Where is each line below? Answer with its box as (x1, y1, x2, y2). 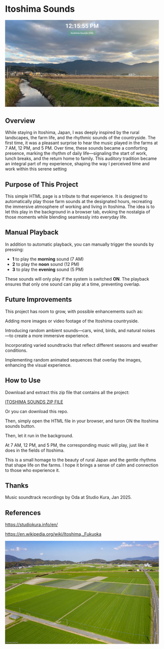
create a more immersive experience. (14, 333, 89, 338)
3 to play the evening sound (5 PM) (12, 266, 84, 272)
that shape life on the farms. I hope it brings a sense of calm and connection (5, 462, 159, 468)
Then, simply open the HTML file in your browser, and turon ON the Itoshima (5, 418, 159, 424)
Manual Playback (5, 228, 59, 236)
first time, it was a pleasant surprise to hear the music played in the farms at (5, 140, 158, 146)
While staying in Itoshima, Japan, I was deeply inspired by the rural (5, 130, 140, 135)
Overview (5, 116, 36, 125)
